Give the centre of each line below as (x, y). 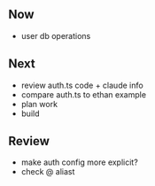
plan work (39, 104)
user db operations (56, 35)
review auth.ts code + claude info (82, 85)
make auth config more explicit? (79, 162)
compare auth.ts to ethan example (84, 94)
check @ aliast (48, 172)
